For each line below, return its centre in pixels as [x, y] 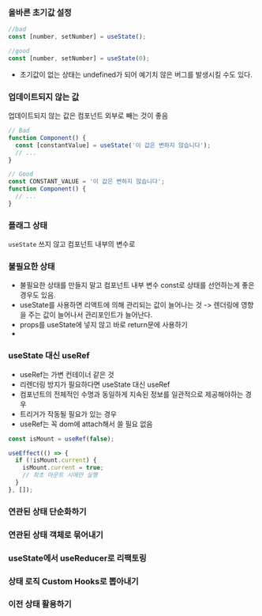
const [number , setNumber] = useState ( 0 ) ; [79, 58]
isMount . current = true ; [63, 468]
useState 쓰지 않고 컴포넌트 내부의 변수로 [72, 244]
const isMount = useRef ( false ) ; [61, 439]
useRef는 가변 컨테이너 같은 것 [67, 374]
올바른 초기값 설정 [40, 12]
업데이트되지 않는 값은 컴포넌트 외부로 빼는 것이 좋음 [88, 115]
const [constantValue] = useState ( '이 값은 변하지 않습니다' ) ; [113, 145]
